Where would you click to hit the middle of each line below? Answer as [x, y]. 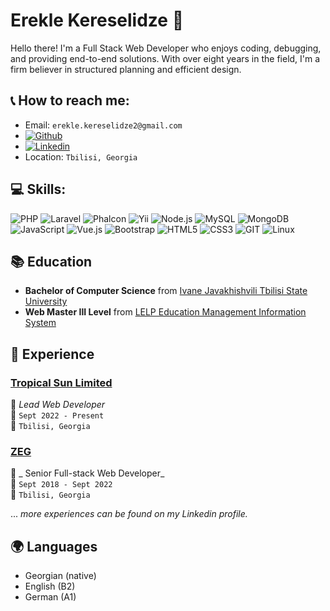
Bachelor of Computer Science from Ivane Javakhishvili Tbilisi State [166, 291]
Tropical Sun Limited [61, 382]
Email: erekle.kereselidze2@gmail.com [103, 125]
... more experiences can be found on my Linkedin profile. [129, 514]
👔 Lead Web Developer [58, 405]
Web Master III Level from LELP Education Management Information [165, 312]
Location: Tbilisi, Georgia [81, 156]
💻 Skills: [38, 189]
